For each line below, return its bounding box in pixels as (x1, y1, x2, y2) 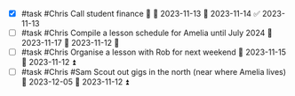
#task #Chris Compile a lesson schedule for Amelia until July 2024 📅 (20, 27, 273, 39)
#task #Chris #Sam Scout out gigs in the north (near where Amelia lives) (20, 67, 286, 78)
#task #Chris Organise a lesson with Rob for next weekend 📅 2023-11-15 (20, 47, 286, 57)
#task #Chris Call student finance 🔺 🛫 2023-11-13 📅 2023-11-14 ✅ (20, 9, 261, 18)
